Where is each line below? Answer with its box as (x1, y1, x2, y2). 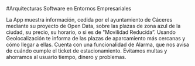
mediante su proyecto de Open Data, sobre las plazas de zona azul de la (6, 23, 181, 29)
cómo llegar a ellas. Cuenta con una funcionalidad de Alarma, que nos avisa (6, 41, 189, 48)
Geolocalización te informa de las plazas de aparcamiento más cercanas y (6, 35, 186, 41)
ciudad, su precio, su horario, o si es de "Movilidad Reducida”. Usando (6, 29, 176, 36)
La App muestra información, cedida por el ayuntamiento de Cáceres (6, 16, 173, 23)
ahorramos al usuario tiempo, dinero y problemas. (6, 54, 126, 60)
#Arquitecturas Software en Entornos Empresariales (6, 5, 132, 12)
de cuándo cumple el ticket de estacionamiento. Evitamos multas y (6, 47, 167, 54)
